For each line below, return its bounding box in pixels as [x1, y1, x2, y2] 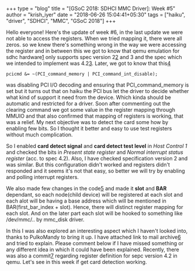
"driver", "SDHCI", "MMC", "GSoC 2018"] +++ [6, 18, 116, 24]
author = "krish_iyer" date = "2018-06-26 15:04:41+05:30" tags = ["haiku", [6, 11, 186, 18]
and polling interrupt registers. [6, 174, 79, 180]
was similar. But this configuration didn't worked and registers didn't [6, 161, 170, 168]
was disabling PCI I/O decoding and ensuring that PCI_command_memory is [6, 81, 189, 88]
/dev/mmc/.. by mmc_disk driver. [6, 216, 85, 223]
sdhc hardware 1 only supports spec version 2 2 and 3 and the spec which [6, 54, 182, 60]
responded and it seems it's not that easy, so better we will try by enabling [6, 167, 185, 174]
